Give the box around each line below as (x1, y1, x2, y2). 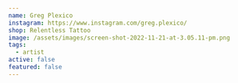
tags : (8, 41, 26, 49)
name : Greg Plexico (8, 11, 73, 20)
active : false (8, 56, 56, 64)
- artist (15, 48, 45, 56)
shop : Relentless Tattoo (8, 26, 91, 34)
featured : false (8, 63, 62, 71)
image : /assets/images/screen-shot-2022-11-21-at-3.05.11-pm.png (8, 33, 230, 42)
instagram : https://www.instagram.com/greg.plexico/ (8, 19, 188, 27)
